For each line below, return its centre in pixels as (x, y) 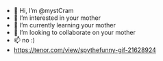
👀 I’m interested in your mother (57, 18)
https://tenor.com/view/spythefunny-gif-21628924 (85, 50)
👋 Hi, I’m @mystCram (43, 11)
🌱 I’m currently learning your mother (65, 25)
